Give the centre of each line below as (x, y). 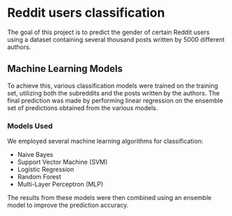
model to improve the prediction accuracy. (68, 205)
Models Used (30, 125)
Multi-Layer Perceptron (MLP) (60, 184)
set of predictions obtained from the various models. (83, 108)
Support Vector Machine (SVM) (62, 162)
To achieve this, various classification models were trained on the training (113, 86)
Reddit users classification (86, 13)
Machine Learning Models (65, 69)
